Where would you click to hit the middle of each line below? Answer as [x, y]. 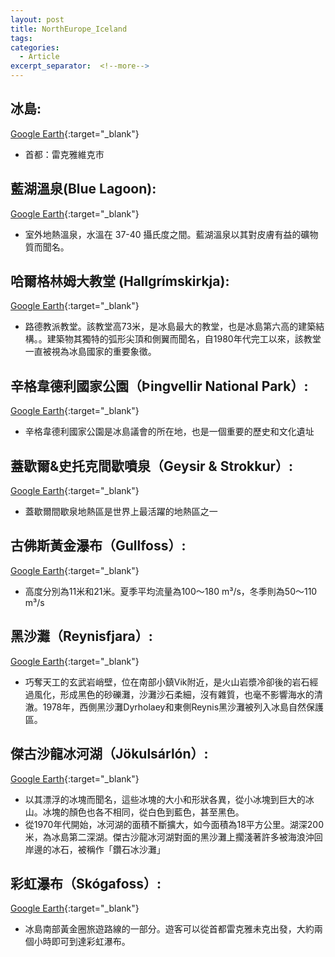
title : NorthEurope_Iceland [69, 29]
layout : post [37, 19]
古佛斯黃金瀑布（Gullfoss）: [98, 546]
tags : [21, 38]
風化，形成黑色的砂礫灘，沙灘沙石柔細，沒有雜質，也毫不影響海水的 [174, 694]
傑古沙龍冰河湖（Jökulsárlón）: [109, 754]
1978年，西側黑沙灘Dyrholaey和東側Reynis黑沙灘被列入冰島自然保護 [183, 707]
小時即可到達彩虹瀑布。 [82, 942]
